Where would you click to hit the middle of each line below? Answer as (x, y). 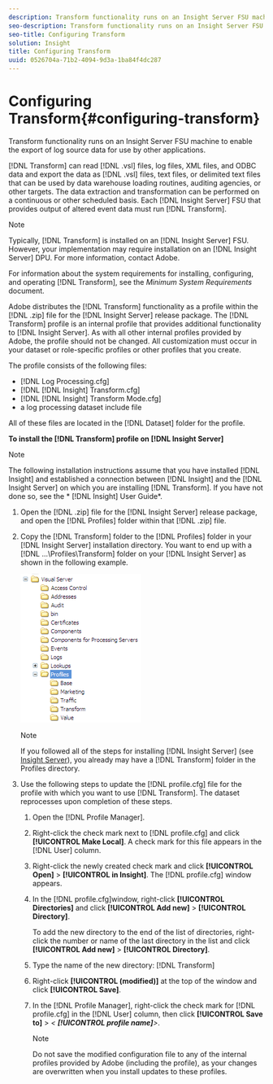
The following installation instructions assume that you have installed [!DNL (134, 470)
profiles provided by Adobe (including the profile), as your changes (145, 1063)
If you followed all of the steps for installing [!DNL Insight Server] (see (137, 751)
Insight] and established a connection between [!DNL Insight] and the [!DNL (135, 479)
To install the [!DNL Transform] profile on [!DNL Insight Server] (116, 439)
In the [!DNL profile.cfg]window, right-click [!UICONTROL (128, 898)
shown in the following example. (74, 562)
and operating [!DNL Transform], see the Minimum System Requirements (130, 282)
